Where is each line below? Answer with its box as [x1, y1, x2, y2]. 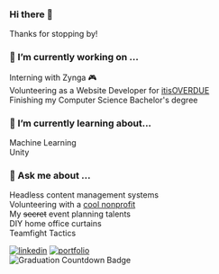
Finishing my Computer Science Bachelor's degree [9, 94, 198, 105]
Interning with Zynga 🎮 [9, 72, 97, 83]
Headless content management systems [9, 190, 160, 200]
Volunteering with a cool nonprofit [9, 199, 136, 210]
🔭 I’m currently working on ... [9, 51, 140, 64]
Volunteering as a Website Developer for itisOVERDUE [9, 84, 210, 95]
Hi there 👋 [9, 8, 54, 21]
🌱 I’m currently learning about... [9, 117, 151, 129]
